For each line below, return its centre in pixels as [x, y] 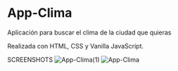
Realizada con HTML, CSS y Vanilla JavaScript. [76, 46]
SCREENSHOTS [30, 59]
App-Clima [40, 13]
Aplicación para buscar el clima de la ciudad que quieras [89, 32]
